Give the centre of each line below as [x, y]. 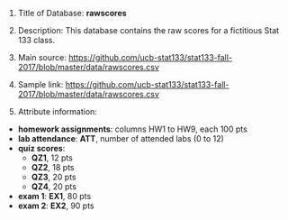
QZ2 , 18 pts [53, 167]
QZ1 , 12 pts [52, 158]
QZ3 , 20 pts [54, 177]
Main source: [42, 57]
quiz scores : [41, 148]
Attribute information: [57, 111]
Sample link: [40, 84]
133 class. [36, 40]
